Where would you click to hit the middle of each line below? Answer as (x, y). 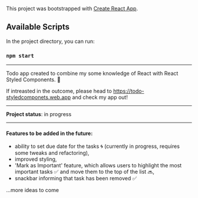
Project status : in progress (39, 114)
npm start (20, 56)
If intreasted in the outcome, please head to (59, 91)
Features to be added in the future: (49, 133)
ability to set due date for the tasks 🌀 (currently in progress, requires (97, 146)
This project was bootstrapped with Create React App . (72, 9)
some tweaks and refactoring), (52, 153)
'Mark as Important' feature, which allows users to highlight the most (98, 166)
